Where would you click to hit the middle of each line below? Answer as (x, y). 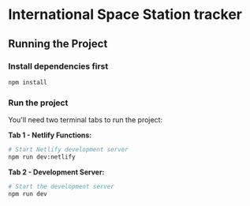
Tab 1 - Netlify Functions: (50, 135)
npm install (28, 82)
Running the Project (58, 44)
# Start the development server (61, 186)
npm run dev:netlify (42, 157)
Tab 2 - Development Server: (56, 172)
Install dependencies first (58, 66)
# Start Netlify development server (68, 150)
